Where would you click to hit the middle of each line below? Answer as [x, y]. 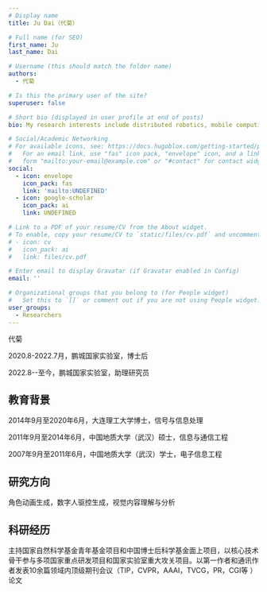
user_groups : [30, 308]
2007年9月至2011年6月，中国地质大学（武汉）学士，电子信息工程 [115, 455]
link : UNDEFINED [50, 213]
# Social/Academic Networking [58, 139]
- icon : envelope [44, 176]
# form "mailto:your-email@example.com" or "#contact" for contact [126, 161]
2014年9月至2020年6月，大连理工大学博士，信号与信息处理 [106, 420]
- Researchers [39, 315]
